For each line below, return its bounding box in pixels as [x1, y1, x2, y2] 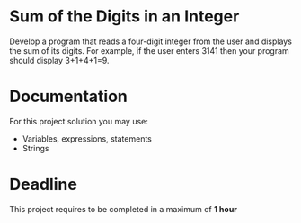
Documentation [9, 87, 128, 107]
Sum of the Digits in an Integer [9, 6, 240, 27]
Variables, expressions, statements [22, 133, 153, 144]
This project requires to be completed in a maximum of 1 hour [9, 203, 238, 214]
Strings [22, 142, 49, 153]
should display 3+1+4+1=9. [9, 55, 110, 65]
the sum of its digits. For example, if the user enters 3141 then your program [9, 45, 289, 56]
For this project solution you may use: [9, 116, 148, 126]
